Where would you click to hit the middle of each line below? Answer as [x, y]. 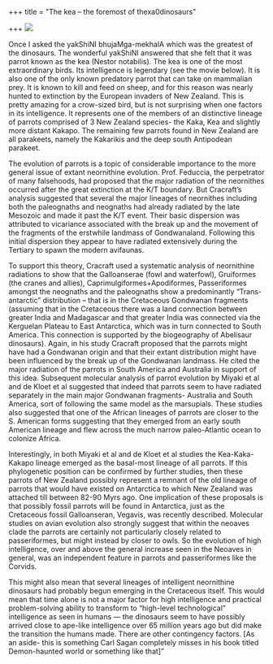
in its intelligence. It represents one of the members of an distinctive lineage [135, 113]
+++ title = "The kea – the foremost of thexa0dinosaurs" [102, 12]
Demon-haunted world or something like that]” [87, 651]
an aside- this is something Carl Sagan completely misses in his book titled [134, 642]
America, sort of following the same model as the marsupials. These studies [135, 404]
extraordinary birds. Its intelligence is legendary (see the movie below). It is [134, 70]
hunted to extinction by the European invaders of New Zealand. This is [126, 96]
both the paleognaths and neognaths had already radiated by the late [124, 207]
